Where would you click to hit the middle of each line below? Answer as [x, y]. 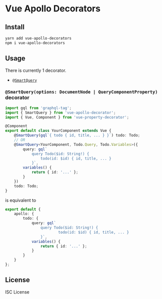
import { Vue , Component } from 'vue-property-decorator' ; [67, 117]
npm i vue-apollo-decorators [35, 43]
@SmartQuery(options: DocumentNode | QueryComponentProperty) [81, 92]
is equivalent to [20, 200]
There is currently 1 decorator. [36, 70]
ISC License [17, 292]
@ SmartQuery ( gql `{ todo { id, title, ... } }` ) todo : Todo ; [77, 135]
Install [15, 27]
